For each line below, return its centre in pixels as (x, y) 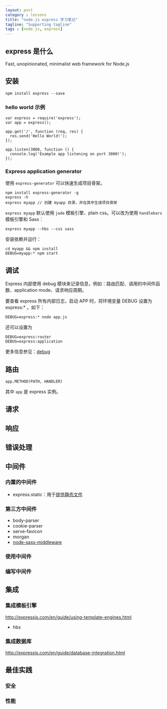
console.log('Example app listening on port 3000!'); (68, 154)
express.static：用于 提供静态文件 (47, 494)
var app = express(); (28, 123)
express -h (17, 197)
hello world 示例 (25, 107)
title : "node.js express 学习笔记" (42, 19)
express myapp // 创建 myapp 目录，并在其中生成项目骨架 (61, 203)
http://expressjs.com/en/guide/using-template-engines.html (68, 617)
